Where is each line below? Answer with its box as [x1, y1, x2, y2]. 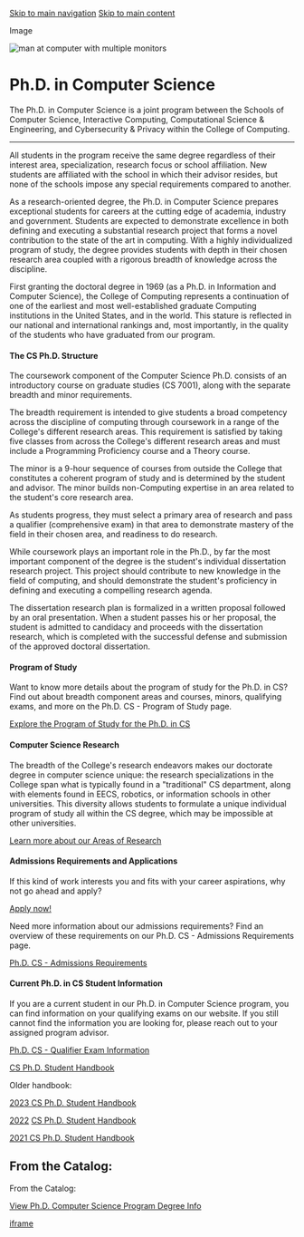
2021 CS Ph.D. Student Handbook [9, 1132, 135, 1143]
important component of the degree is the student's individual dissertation [9, 556, 287, 567]
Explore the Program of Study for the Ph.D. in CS [9, 719, 191, 730]
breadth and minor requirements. [9, 390, 133, 401]
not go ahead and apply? [9, 885, 102, 896]
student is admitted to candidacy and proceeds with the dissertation [9, 622, 264, 633]
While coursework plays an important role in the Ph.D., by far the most [9, 546, 271, 557]
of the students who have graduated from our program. [9, 329, 215, 340]
